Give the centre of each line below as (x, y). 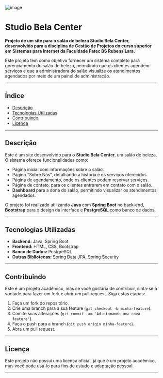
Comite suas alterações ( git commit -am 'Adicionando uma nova (76, 314)
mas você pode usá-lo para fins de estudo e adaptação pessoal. (69, 366)
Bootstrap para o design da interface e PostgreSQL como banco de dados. (81, 210)
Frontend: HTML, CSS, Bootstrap (45, 246)
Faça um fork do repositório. (41, 303)
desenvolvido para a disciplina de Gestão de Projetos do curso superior (78, 46)
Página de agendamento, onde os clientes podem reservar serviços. (80, 180)
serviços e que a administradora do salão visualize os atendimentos (73, 71)
